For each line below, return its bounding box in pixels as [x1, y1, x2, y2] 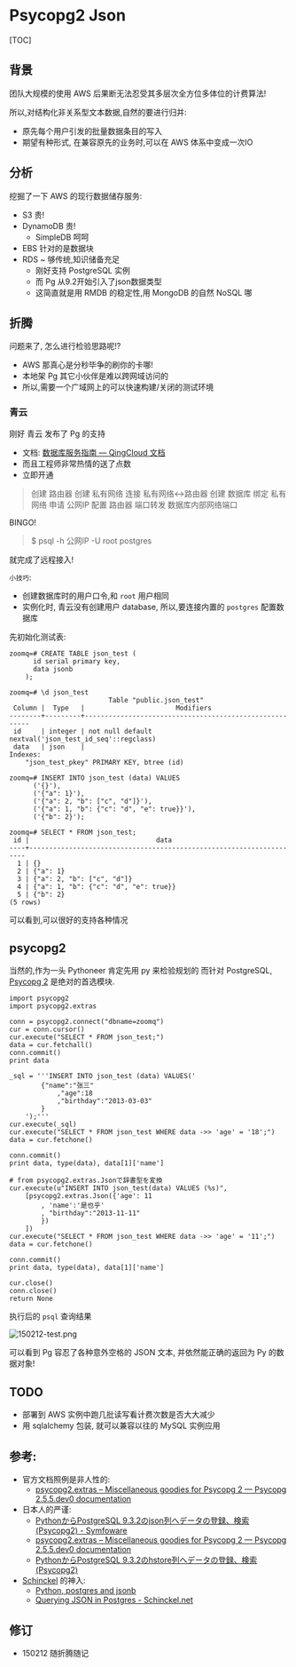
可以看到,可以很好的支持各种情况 [9, 914, 129, 925]
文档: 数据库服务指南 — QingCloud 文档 [21, 447, 166, 457]
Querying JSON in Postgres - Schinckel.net [35, 1595, 193, 1606]
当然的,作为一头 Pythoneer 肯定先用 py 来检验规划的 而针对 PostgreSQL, [9, 965, 273, 976]
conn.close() [9, 1287, 58, 1296]
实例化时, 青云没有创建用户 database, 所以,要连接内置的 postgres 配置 [21, 601, 277, 612]
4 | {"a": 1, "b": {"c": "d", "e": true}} [17, 882, 176, 891]
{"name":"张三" [41, 1081, 95, 1091]
